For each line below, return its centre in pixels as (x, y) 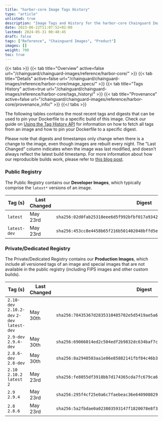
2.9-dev (16, 337)
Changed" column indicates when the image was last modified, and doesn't (81, 149)
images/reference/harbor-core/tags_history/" (50, 94)
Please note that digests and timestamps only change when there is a (74, 139)
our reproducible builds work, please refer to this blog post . (64, 159)
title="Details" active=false (32, 79)
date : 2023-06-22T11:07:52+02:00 (39, 28)
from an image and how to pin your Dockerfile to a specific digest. (71, 130)
